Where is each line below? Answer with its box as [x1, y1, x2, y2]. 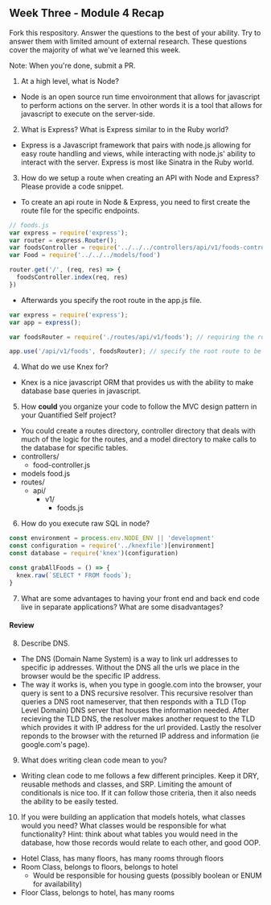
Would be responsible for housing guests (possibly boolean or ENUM [32, 870, 262, 880]
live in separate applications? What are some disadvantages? [20, 602, 224, 612]
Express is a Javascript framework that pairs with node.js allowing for [20, 140, 252, 150]
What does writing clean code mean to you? [20, 755, 167, 765]
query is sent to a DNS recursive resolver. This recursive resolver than [20, 688, 253, 698]
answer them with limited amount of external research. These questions [9, 36, 248, 46]
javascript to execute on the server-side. [20, 109, 155, 118]
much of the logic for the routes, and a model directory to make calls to [20, 434, 257, 444]
